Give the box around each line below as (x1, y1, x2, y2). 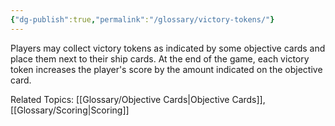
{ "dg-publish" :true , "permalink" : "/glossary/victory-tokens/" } (10, 14, 275, 25)
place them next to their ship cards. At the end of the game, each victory (10, 52, 310, 65)
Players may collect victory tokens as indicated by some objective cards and (10, 42, 326, 54)
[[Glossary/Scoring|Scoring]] (10, 104, 130, 116)
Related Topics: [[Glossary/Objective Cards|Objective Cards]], (10, 93, 266, 105)
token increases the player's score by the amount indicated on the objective (10, 63, 323, 75)
